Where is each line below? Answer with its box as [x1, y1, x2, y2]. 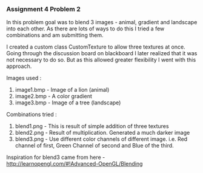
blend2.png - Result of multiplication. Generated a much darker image [15, 129, 190, 137]
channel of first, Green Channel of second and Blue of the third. [15, 142, 174, 149]
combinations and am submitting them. [6, 32, 104, 39]
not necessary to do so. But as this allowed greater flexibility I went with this [6, 56, 196, 64]
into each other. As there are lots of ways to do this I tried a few [6, 25, 165, 32]
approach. [6, 63, 32, 70]
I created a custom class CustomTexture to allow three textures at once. [6, 43, 186, 50]
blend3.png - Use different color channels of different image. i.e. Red [15, 135, 188, 143]
